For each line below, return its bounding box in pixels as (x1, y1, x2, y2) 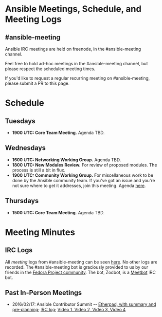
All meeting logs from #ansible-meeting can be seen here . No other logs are (5, 259, 158, 265)
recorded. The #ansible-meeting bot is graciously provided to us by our (5, 264, 148, 270)
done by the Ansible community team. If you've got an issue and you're (12, 177, 155, 183)
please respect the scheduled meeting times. (5, 66, 96, 72)
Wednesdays (5, 144, 46, 152)
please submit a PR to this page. (5, 80, 70, 86)
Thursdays (5, 197, 39, 205)
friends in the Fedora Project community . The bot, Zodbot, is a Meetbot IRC (5, 269, 156, 275)
